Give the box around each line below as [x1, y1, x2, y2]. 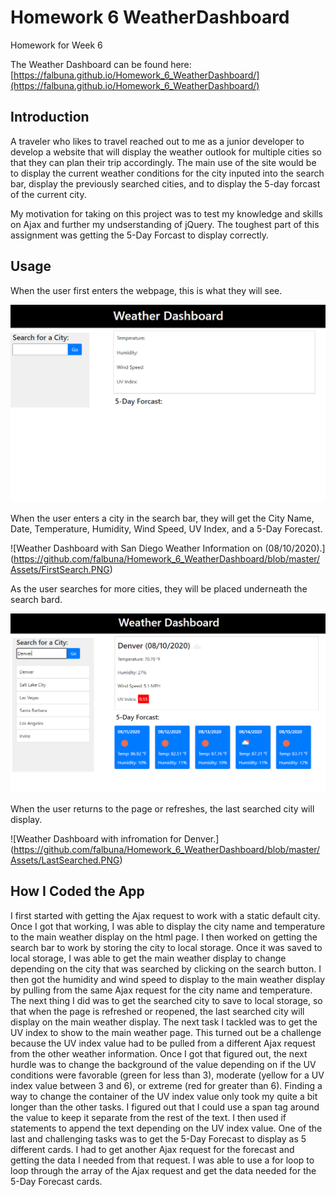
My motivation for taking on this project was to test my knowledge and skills [10, 207, 323, 220]
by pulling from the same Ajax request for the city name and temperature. [10, 984, 313, 996]
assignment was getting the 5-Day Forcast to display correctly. [10, 229, 270, 241]
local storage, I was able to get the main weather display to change [10, 952, 287, 964]
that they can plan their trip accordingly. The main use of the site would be [10, 156, 317, 168]
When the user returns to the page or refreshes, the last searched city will [10, 802, 315, 815]
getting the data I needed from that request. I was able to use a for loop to [10, 1154, 315, 1166]
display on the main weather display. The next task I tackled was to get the [10, 1016, 318, 1028]
